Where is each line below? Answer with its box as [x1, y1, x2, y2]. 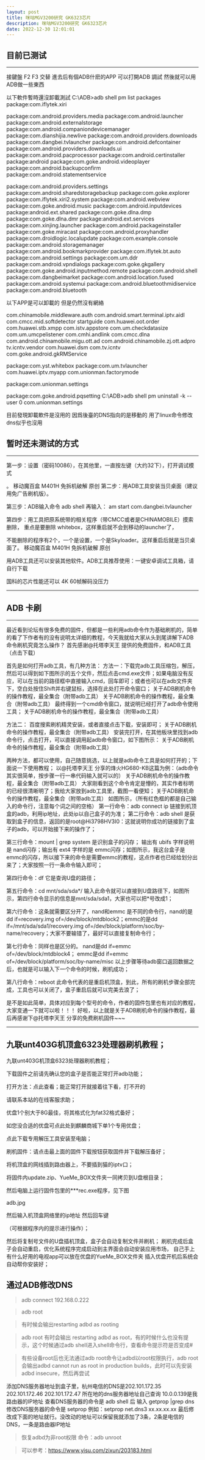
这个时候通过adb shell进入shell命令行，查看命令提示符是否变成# [32, 1342, 193, 1349]
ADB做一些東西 [6, 81, 45, 89]
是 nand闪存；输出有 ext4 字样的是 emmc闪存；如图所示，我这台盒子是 [6, 846, 185, 853]
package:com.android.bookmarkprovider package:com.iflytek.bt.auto [6, 248, 181, 255]
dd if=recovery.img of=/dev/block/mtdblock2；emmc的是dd [6, 915, 158, 923]
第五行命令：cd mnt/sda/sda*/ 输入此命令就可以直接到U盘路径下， [6, 887, 174, 895]
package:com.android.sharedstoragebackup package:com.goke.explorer [6, 189, 190, 197]
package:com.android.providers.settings [6, 183, 109, 190]
